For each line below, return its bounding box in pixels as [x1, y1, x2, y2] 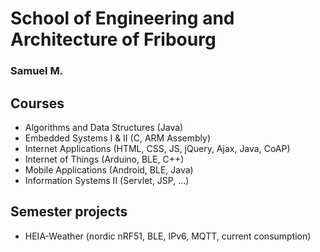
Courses [10, 95, 65, 112]
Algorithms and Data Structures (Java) [24, 121, 184, 133]
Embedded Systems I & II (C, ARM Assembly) [24, 132, 211, 144]
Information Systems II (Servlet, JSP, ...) [24, 174, 190, 186]
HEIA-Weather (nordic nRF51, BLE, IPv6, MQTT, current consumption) [24, 230, 312, 242]
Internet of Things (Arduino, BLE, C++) [24, 153, 185, 165]
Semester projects [10, 203, 128, 221]
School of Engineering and [10, 7, 235, 30]
